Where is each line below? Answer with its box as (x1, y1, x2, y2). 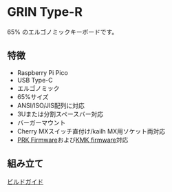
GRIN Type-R (7, 4, 83, 20)
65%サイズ (17, 92, 50, 100)
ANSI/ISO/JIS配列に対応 (17, 101, 85, 109)
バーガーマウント (17, 118, 66, 127)
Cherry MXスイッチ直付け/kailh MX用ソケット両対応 (17, 127, 166, 135)
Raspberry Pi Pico (17, 68, 69, 76)
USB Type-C (17, 76, 53, 84)
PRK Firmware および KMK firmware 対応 (17, 136, 129, 144)
